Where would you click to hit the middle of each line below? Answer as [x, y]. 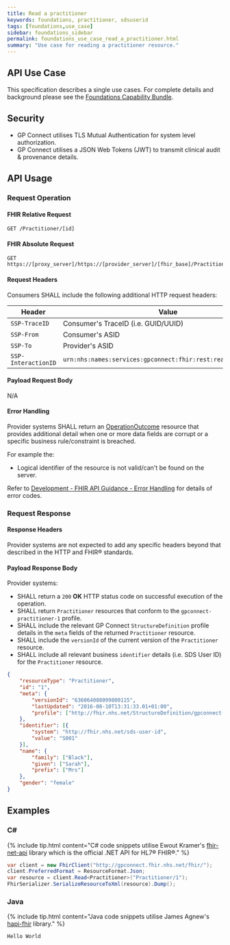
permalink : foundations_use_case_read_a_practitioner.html [93, 39]
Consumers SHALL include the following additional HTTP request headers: [112, 295]
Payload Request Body [40, 381]
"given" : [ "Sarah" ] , [61, 764]
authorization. [37, 142]
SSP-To [21, 346]
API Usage [30, 179]
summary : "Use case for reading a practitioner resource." [93, 45]
